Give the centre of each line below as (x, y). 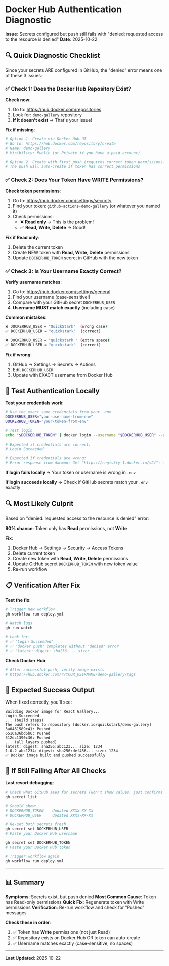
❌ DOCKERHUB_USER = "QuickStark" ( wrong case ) (56, 326)
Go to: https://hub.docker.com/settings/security (62, 200)
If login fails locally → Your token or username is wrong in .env (71, 472)
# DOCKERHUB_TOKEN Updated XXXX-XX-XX (49, 811)
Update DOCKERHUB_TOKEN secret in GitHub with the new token (75, 258)
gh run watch (19, 628)
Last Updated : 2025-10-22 (33, 958)
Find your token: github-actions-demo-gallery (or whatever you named (86, 206)
